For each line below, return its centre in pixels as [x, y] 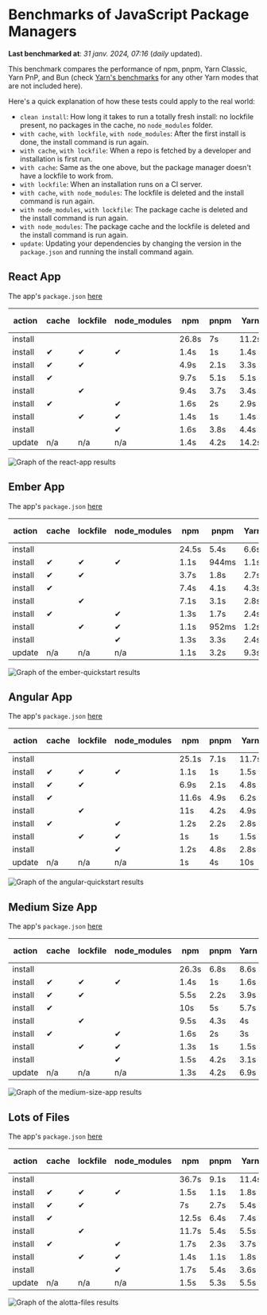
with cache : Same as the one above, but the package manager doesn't [135, 167]
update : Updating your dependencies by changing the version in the [131, 243]
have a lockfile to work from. [66, 176]
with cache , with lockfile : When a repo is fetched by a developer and [135, 150]
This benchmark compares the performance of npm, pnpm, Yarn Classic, [128, 68]
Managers [43, 31]
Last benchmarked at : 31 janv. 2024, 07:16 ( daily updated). [105, 53]
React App [35, 277]
